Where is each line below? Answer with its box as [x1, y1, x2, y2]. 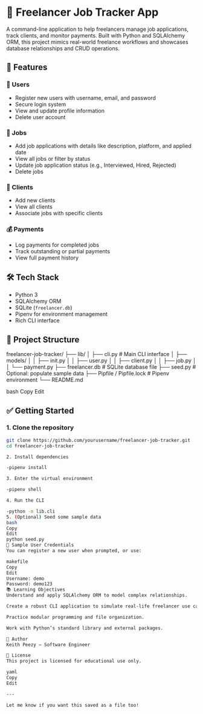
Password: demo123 [6, 581, 53, 587]
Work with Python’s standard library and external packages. [6, 625, 164, 631]
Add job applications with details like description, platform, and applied [14, 142, 192, 149]
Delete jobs [14, 167, 43, 175]
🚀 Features [6, 62, 48, 73]
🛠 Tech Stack [6, 272, 59, 282]
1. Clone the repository [6, 423, 74, 432]
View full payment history [14, 254, 79, 261]
